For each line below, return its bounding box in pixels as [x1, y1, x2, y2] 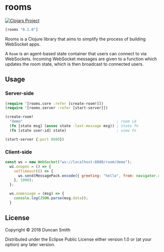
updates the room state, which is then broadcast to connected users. [5, 61, 144, 67]
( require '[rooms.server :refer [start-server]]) [5, 106, 108, 111]
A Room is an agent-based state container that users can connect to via [5, 50, 147, 56]
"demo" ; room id [9, 119, 137, 124]
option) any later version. [5, 241, 55, 247]
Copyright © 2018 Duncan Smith [5, 227, 71, 232]
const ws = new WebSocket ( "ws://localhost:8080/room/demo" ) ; [5, 160, 132, 164]
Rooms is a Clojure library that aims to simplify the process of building [5, 36, 146, 42]
